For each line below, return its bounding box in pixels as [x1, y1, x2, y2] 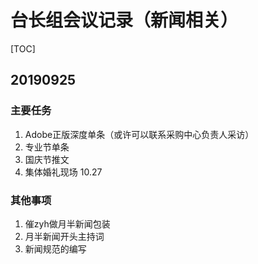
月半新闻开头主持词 [24, 230, 105, 242]
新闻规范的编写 [24, 242, 87, 255]
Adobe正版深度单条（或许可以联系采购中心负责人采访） [24, 128, 255, 140]
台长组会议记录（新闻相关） [10, 9, 239, 32]
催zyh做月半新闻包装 [24, 217, 111, 230]
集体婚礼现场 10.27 [24, 166, 103, 178]
